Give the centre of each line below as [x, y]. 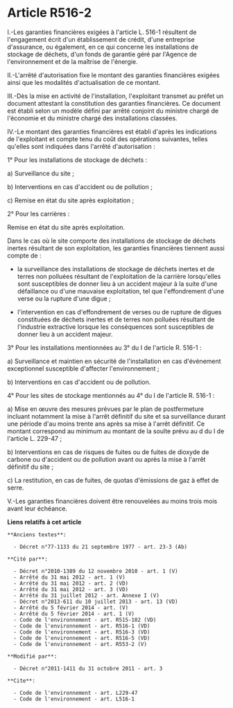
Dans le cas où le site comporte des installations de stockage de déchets [112, 241]
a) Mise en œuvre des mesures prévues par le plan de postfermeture [106, 409]
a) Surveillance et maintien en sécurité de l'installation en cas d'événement [114, 361]
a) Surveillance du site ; [41, 173]
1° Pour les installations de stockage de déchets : [77, 160]
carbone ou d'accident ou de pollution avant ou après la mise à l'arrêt [106, 459]
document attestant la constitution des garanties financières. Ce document [114, 103]
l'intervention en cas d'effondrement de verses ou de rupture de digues [119, 312]
